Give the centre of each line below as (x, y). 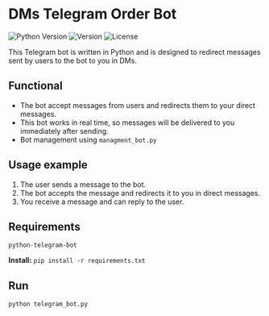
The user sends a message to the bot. (83, 184)
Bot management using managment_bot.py (88, 139)
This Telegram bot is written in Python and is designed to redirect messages (134, 52)
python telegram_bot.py (48, 304)
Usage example (48, 165)
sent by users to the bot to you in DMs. (72, 60)
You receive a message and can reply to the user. (102, 202)
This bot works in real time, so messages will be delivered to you (127, 123)
